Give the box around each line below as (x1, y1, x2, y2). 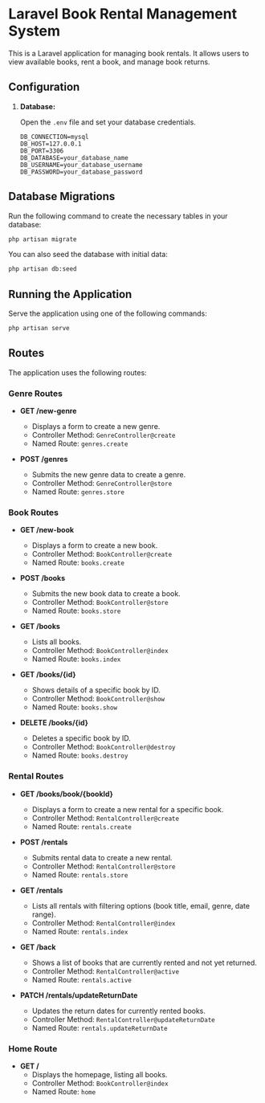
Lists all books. (31, 637, 82, 647)
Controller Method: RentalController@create (31, 813, 179, 823)
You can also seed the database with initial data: (8, 250, 169, 259)
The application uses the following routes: (8, 367, 147, 378)
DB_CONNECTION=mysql (19, 133, 89, 141)
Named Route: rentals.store (31, 869, 128, 880)
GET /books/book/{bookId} (19, 789, 114, 799)
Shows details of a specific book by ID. (31, 685, 161, 695)
